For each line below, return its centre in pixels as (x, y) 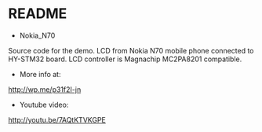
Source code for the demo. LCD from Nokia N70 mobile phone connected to (131, 50)
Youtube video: (44, 104)
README (38, 14)
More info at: (40, 74)
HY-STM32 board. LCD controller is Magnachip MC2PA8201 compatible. (125, 59)
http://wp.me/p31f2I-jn (45, 89)
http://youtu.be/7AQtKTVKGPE (57, 119)
